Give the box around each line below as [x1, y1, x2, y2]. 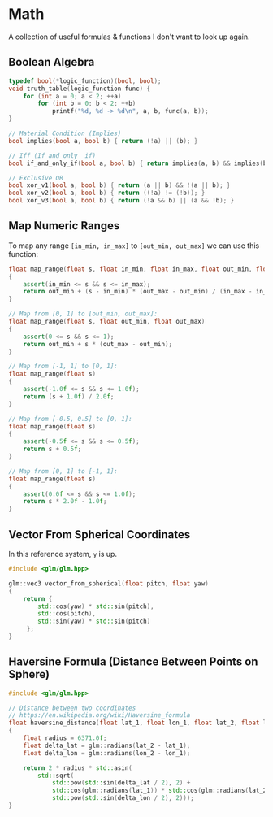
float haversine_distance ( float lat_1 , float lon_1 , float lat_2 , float [8, 719, 260, 728]
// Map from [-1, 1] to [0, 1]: [8, 363, 118, 371]
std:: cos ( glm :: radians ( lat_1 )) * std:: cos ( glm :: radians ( [51, 786, 249, 795]
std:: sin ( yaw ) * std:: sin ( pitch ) [37, 617, 151, 626]
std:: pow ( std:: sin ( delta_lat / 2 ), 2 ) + [51, 779, 191, 787]
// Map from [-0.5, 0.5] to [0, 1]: [8, 415, 132, 423]
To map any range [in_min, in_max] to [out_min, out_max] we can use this [8, 241, 260, 250]
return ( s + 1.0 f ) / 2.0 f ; [23, 392, 115, 401]
